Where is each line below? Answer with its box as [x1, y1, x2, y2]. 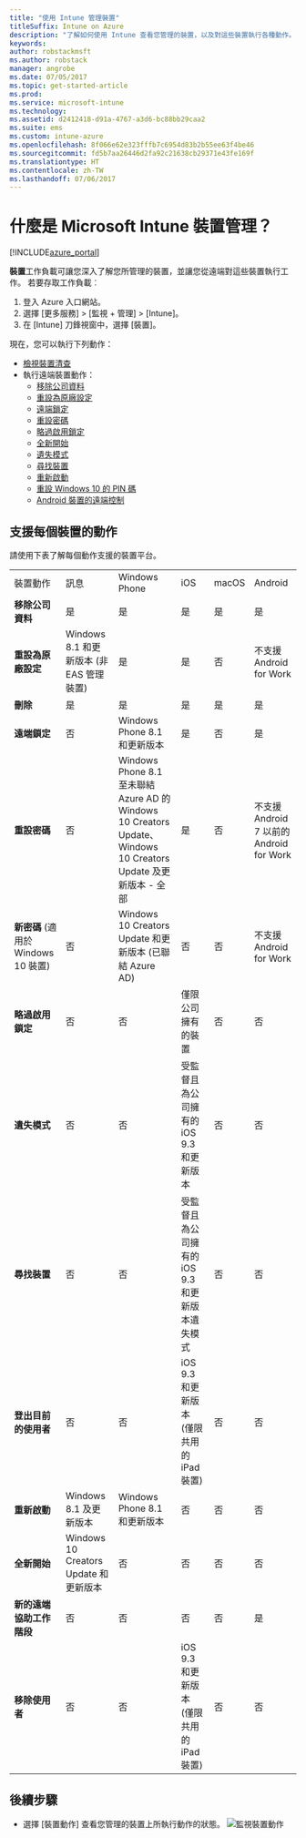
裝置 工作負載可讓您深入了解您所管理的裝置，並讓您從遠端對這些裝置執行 [9, 266, 280, 277]
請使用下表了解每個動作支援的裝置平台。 [9, 550, 161, 560]
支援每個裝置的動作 [9, 524, 117, 539]
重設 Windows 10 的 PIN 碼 [36, 484, 137, 495]
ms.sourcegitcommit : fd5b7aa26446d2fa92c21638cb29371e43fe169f [9, 148, 255, 158]
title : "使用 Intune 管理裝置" [9, 13, 120, 23]
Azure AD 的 [117, 792, 171, 804]
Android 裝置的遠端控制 [36, 495, 125, 505]
